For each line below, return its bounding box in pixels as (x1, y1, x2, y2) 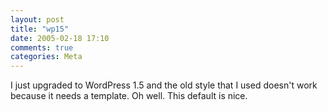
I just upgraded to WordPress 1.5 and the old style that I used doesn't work (10, 79, 318, 91)
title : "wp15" (10, 24, 70, 34)
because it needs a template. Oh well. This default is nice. (10, 90, 248, 102)
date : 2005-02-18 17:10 (10, 33, 110, 43)
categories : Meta (10, 52, 83, 62)
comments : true (10, 42, 74, 53)
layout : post (10, 14, 65, 25)
